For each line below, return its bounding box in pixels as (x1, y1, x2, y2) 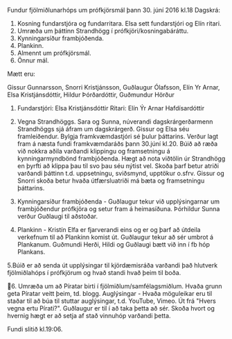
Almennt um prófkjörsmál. (17, 49, 91, 57)
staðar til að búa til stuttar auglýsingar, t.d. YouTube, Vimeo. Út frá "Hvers (7, 297, 216, 305)
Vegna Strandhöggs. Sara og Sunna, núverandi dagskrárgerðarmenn (17, 117, 213, 126)
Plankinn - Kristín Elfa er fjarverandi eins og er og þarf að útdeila (17, 226, 201, 233)
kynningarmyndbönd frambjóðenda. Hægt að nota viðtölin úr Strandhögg (17, 154, 226, 163)
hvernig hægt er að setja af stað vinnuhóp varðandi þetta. (7, 312, 171, 320)
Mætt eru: (7, 69, 36, 78)
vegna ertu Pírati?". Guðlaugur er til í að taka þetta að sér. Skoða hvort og (7, 304, 215, 312)
